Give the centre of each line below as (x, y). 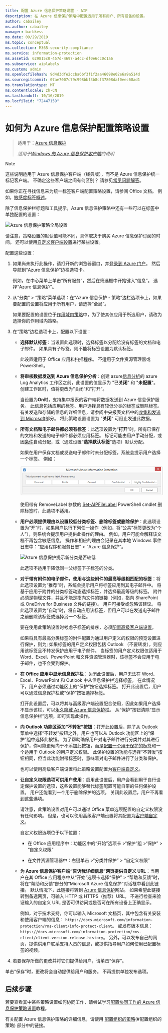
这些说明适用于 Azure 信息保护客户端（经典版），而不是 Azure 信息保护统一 (82, 174)
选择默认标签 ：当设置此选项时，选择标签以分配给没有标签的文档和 (88, 342)
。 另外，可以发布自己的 (128, 938)
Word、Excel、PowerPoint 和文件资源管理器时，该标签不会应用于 (88, 657)
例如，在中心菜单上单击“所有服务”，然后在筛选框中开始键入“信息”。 (82, 281)
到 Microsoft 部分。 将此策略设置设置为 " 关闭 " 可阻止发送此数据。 (87, 419)
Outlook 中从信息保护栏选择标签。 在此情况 (111, 680)
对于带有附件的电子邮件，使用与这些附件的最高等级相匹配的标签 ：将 (90, 579)
